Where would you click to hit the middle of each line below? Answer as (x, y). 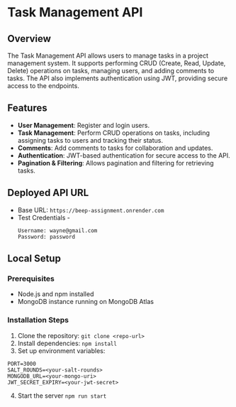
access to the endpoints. (43, 86)
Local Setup (34, 259)
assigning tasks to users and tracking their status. (90, 140)
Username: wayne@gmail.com (57, 230)
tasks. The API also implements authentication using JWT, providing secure (118, 78)
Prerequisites (31, 278)
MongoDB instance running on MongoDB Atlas (86, 302)
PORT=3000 (22, 364)
